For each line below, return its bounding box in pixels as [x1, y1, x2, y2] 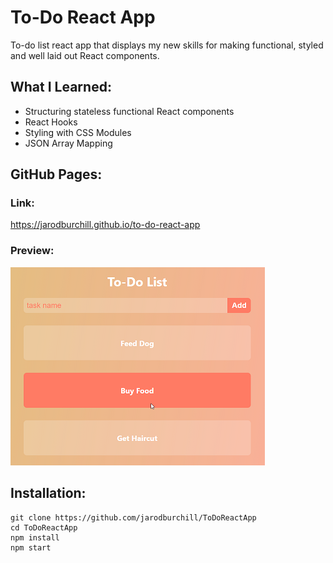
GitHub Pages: [10, 166, 103, 183]
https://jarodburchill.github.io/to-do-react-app [10, 219, 201, 231]
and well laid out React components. [10, 49, 160, 61]
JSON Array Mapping [24, 137, 113, 149]
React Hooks [24, 116, 78, 128]
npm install [10, 532, 60, 543]
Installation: [10, 485, 87, 502]
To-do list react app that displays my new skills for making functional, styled [10, 39, 324, 51]
